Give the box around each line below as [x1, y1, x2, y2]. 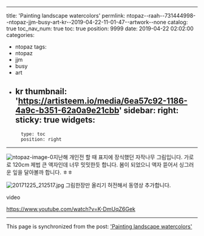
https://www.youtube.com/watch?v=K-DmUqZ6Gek [6, 205, 135, 212]
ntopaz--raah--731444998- [126, 12, 196, 19]
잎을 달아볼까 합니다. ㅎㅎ [12, 168, 73, 176]
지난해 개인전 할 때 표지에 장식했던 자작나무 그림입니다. [53, 153, 183, 161]
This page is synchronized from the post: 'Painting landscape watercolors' [6, 223, 192, 230]
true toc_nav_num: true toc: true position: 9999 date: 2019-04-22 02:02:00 [6, 25, 194, 32]
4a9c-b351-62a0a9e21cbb [15, 106, 120, 116]
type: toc [21, 131, 46, 137]
